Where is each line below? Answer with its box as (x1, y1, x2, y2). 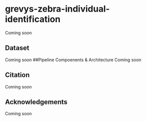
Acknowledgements (5, 98, 68, 106)
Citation (5, 71, 30, 79)
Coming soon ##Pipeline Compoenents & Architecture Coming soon (5, 57, 142, 63)
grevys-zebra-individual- (5, 3, 110, 15)
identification (5, 14, 61, 25)
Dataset (5, 44, 30, 52)
